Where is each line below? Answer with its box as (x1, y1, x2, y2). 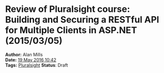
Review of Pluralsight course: (5, 3, 130, 15)
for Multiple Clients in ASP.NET (5, 25, 137, 36)
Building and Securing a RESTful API (5, 14, 159, 25)
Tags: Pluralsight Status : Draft (5, 62, 68, 68)
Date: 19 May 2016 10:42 (5, 57, 57, 63)
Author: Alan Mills (5, 51, 43, 58)
